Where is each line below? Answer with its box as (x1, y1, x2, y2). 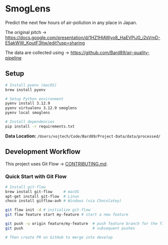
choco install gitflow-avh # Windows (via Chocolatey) (5, 198, 122, 203)
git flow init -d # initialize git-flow (5, 207, 91, 212)
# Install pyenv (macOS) (5, 82, 57, 87)
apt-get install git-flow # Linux (5, 193, 79, 199)
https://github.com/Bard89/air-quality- (70, 49, 150, 55)
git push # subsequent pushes (5, 225, 135, 230)
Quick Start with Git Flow (5, 173, 67, 180)
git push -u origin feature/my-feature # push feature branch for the (5, 221, 157, 226)
